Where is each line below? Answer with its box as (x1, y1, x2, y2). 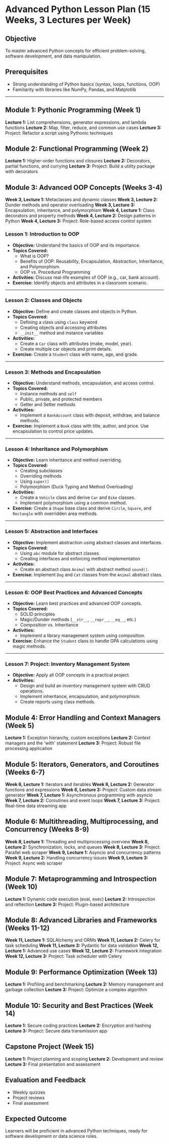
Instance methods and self (20, 391, 77, 397)
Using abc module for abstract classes (20, 550, 100, 556)
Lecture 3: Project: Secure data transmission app (5, 1028, 107, 1034)
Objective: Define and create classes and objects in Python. (12, 308, 138, 314)
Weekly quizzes (12, 1089, 46, 1095)
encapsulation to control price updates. (12, 428, 94, 434)
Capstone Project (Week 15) (5, 1043, 95, 1051)
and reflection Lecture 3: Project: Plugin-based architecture (5, 901, 129, 907)
